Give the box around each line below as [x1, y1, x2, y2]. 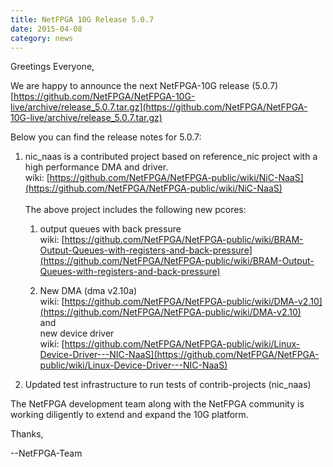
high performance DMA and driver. [24, 161, 169, 173]
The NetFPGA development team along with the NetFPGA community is [10, 398, 305, 410]
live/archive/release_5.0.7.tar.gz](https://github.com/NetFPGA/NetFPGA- [10, 101, 308, 113]
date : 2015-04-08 [10, 24, 83, 34]
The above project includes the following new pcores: [24, 204, 247, 216]
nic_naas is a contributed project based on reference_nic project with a [24, 151, 318, 163]
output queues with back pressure [39, 223, 182, 235]
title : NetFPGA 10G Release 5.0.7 [10, 14, 155, 25]
